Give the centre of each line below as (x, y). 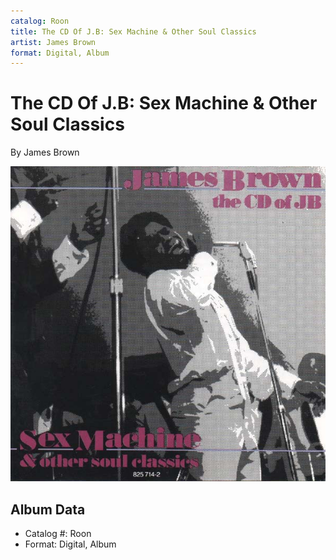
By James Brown (45, 152)
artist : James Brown (53, 42)
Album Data (48, 509)
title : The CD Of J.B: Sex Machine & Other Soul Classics (133, 31)
